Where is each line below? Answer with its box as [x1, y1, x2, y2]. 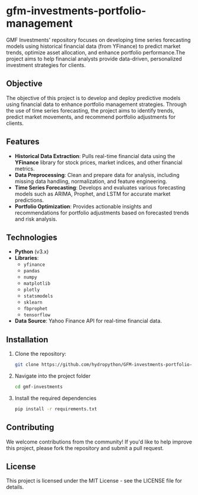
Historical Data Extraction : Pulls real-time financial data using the [14, 152, 176, 159]
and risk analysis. [14, 215, 57, 223]
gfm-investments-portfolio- [6, 4, 147, 18]
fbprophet [23, 306, 48, 312]
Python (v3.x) [14, 248, 49, 255]
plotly [23, 287, 40, 293]
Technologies [6, 232, 58, 242]
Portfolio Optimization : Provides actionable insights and [14, 202, 152, 210]
